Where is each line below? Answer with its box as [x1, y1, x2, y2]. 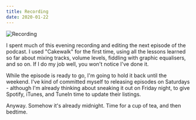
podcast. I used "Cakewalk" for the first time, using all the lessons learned [6, 48, 186, 55]
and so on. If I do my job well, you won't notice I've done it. [6, 60, 149, 68]
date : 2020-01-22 [6, 14, 49, 20]
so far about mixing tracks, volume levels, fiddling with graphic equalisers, [6, 54, 187, 61]
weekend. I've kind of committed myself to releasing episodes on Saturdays [6, 78, 190, 85]
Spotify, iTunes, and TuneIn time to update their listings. [6, 91, 141, 98]
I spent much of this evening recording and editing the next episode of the [6, 42, 187, 49]
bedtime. [6, 108, 28, 115]
